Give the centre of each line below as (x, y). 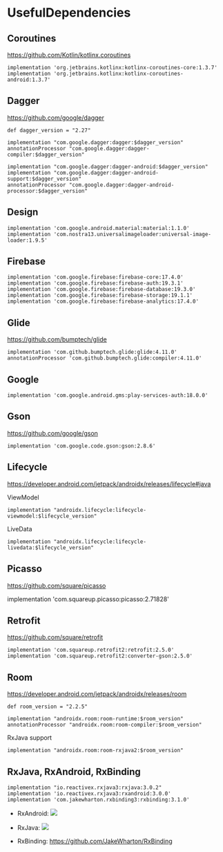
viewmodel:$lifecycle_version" (52, 516)
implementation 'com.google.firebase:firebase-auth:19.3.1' (96, 283)
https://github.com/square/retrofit (55, 637)
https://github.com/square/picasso (57, 585)
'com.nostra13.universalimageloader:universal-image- (133, 234)
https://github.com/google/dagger (56, 117)
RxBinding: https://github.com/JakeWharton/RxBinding (95, 841)
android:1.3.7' (29, 80)
